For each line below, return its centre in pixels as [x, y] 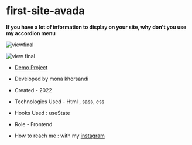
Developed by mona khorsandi [52, 79]
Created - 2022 [33, 90]
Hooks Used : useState [42, 113]
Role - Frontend [33, 124]
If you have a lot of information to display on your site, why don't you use [96, 27]
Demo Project [31, 67]
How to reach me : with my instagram [60, 136]
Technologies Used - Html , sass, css [59, 102]
